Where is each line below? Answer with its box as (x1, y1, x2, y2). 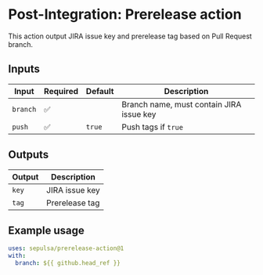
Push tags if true (121, 121, 184, 132)
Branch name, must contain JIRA (121, 99, 242, 110)
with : (8, 252, 26, 260)
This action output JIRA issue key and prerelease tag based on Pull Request (8, 31, 252, 41)
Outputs (8, 148, 49, 161)
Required (44, 85, 79, 96)
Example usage (8, 223, 85, 237)
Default (85, 85, 114, 96)
